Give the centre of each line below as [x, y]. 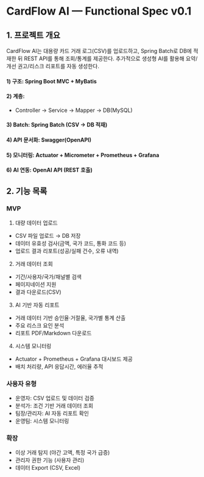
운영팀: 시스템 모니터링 [42, 421]
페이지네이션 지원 [36, 284]
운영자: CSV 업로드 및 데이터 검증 [55, 398]
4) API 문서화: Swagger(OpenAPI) [49, 140]
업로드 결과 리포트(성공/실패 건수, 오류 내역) [67, 251]
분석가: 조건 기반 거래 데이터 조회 [54, 406]
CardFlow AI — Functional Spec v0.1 [99, 11]
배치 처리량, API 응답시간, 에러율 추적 [59, 366]
